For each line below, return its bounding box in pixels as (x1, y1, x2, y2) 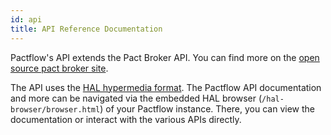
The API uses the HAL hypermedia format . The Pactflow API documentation (10, 81, 322, 93)
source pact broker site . (10, 62, 109, 74)
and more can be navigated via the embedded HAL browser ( (10, 92, 263, 104)
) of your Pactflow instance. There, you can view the (99, 102, 315, 115)
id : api (10, 14, 43, 25)
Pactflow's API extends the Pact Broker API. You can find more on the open (10, 51, 320, 63)
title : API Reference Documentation (10, 24, 163, 34)
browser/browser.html (10, 104, 101, 115)
